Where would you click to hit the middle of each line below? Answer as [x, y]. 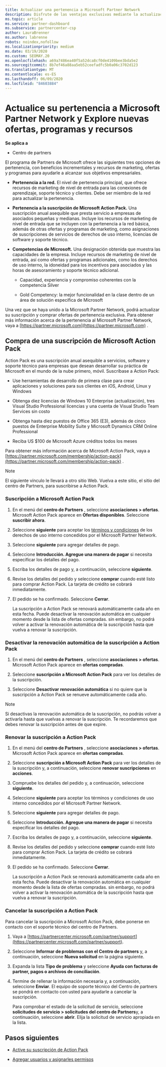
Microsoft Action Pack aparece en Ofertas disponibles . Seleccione [81, 515]
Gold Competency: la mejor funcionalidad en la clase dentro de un [87, 295]
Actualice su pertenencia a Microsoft [83, 108]
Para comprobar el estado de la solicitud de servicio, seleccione [78, 1006]
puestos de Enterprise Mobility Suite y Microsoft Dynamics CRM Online [84, 426]
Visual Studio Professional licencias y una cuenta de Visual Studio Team [85, 406]
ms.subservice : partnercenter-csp [41, 28]
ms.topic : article [24, 19]
